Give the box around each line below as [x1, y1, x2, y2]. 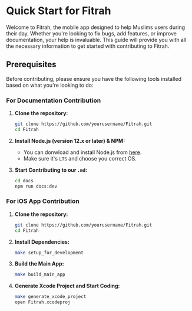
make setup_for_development [14, 250, 84, 256]
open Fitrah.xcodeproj [14, 299, 71, 305]
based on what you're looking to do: [6, 81, 94, 89]
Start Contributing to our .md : [14, 166, 87, 173]
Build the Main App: [14, 260, 64, 267]
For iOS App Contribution [6, 197, 80, 205]
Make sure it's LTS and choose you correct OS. [23, 155, 137, 162]
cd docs [14, 178, 34, 184]
